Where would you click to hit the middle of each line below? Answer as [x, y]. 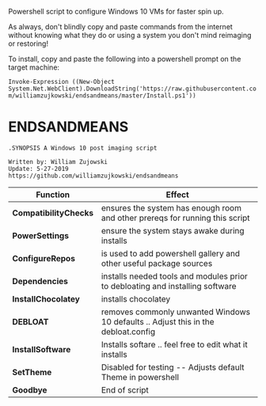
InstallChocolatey [46, 298]
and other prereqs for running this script [176, 218]
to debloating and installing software [169, 286]
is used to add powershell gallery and [170, 253]
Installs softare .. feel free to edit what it [174, 344]
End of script [125, 389]
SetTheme [32, 372]
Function [53, 195]
